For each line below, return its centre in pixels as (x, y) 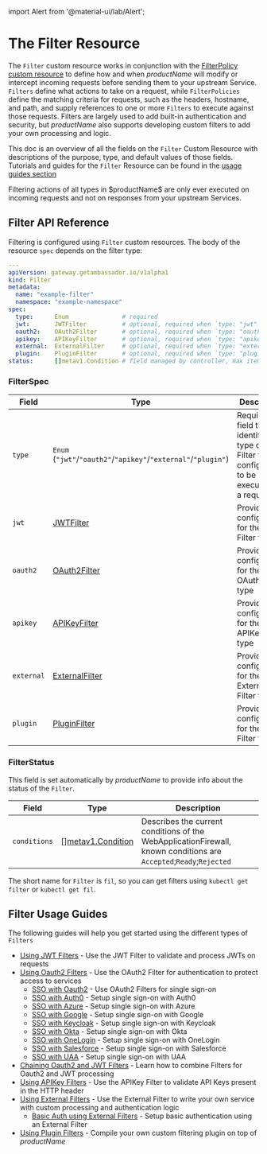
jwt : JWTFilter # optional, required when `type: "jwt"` (138, 324)
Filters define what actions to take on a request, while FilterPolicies (124, 91)
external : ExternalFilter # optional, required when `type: (126, 346)
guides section (33, 173)
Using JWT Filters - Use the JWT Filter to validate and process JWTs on (137, 956)
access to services (50, 981)
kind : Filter (30, 280)
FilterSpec (29, 381)
